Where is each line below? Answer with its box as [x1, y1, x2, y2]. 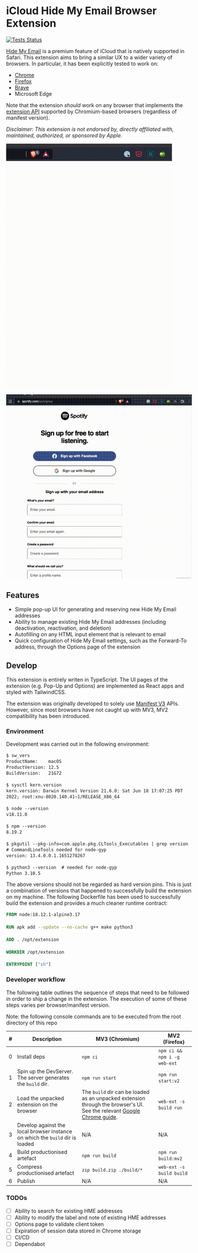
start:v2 [158, 1078, 180, 1085]
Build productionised [17, 1149, 68, 1156]
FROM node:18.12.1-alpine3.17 [6, 912, 81, 918]
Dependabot [14, 1240, 45, 1247]
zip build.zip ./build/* [81, 1168, 143, 1173]
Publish [17, 1177, 35, 1185]
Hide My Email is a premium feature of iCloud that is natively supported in [6, 47, 184, 54]
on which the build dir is [17, 1134, 77, 1141]
